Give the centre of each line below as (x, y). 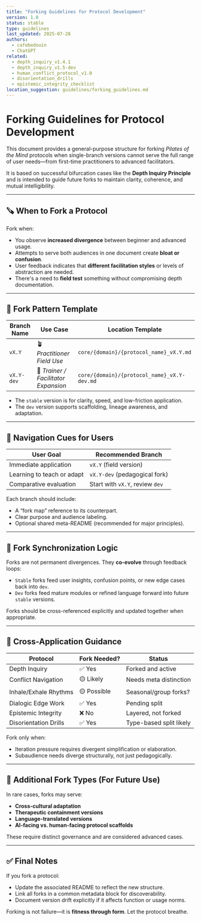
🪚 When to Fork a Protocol (57, 211)
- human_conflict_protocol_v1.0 (52, 73)
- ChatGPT (24, 51)
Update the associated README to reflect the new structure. (89, 887)
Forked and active (151, 669)
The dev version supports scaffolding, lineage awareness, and (91, 407)
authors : (17, 40)
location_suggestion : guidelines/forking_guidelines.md (77, 90)
